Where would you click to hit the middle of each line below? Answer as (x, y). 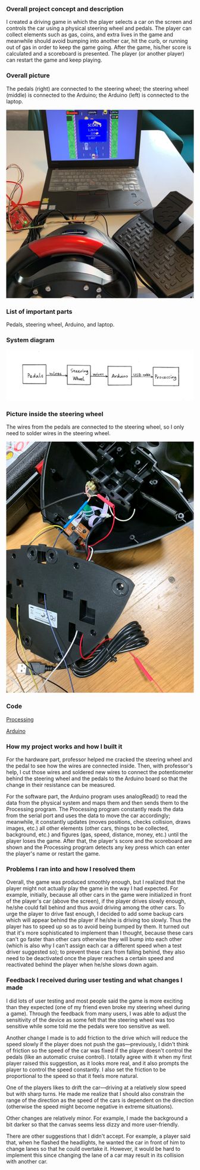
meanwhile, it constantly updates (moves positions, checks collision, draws (99, 821)
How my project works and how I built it (64, 746)
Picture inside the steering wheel (55, 414)
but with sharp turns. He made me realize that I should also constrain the (95, 1093)
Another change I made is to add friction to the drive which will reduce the (97, 1038)
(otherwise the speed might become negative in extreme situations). (90, 1106)
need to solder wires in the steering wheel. (59, 433)
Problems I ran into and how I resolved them (71, 869)
